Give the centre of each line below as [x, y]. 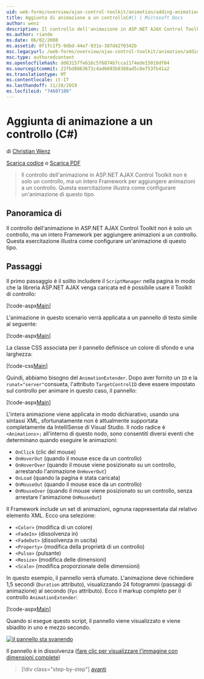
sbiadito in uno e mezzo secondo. [49, 627]
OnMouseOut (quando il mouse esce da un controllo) [78, 484]
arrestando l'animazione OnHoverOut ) [61, 471]
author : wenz [23, 23]
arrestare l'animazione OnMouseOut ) [58, 498]
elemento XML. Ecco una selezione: [51, 516]
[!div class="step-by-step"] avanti [64, 669]
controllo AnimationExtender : [42, 597]
